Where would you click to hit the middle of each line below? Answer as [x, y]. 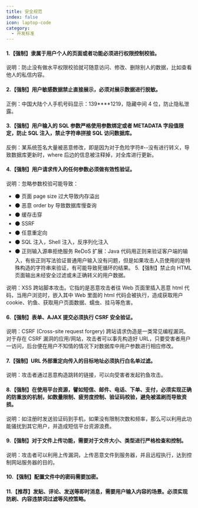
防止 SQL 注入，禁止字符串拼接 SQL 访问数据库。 [76, 133]
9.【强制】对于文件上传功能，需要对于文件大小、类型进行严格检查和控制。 [96, 441]
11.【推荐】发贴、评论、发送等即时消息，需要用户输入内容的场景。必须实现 [97, 491]
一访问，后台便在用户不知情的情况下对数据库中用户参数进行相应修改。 [91, 346]
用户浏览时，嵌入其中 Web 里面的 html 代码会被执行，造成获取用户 [103, 295]
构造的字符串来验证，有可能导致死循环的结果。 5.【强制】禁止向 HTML [106, 268]
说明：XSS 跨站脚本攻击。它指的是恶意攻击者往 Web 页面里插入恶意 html [95, 288]
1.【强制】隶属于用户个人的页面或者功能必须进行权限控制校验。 [83, 53]
